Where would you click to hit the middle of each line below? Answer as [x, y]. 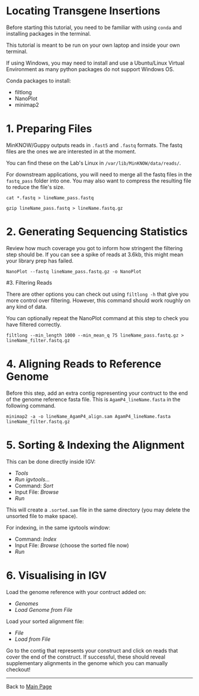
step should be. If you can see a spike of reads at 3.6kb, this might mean [95, 254]
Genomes [26, 604]
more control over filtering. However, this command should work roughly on [98, 300]
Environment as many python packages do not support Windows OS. [90, 69]
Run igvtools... [32, 479]
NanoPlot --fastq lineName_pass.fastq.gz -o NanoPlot [74, 272]
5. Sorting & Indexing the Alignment [95, 445]
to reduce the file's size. [36, 187]
